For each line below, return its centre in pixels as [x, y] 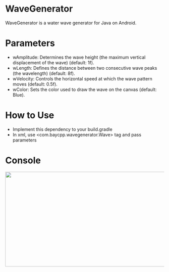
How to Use [30, 116]
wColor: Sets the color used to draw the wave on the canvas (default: [84, 89]
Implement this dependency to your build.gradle [62, 129]
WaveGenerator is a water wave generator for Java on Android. [71, 23]
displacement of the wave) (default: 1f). [53, 62]
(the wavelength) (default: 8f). [44, 73]
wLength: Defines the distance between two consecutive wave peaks [85, 68]
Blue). [19, 95]
